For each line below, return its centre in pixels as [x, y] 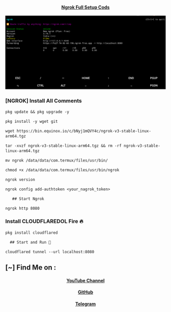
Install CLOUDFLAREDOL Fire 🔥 [44, 221]
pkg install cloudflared [32, 233]
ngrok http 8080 [22, 209]
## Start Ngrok [28, 199]
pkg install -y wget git [32, 122]
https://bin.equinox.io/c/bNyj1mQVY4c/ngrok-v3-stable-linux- [84, 131]
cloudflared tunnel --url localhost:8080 [50, 252]
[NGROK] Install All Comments [44, 101]
